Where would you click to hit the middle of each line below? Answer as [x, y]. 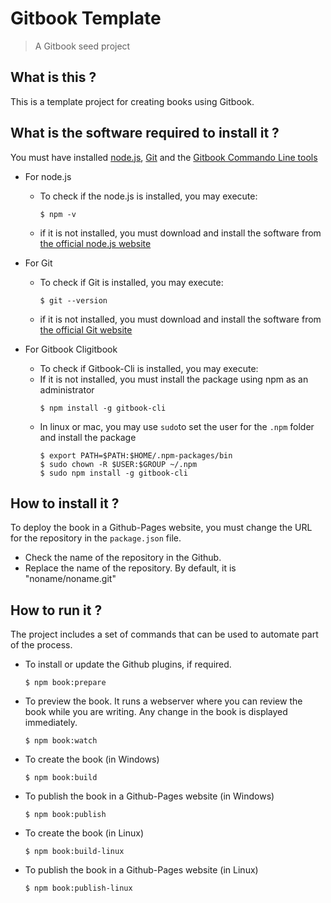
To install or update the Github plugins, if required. [128, 664]
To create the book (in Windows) [92, 759]
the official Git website [86, 329]
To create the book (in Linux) [84, 833]
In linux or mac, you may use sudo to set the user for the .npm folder [177, 426]
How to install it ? [65, 503]
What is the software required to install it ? [145, 133]
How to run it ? [56, 610]
